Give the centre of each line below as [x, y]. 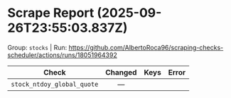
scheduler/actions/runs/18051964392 [62, 55]
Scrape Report [51, 13]
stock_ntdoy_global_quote [55, 84]
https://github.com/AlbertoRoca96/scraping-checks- [146, 47]
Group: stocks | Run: [37, 47]
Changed [121, 72]
